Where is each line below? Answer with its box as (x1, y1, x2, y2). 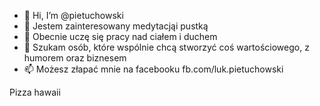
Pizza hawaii (9, 86, 61, 98)
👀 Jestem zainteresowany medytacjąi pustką (23, 20, 209, 32)
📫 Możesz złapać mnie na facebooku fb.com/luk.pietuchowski (23, 63, 284, 75)
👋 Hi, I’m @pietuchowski (23, 10, 124, 21)
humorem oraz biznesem (23, 52, 127, 64)
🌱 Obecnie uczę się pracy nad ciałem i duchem (23, 31, 218, 42)
